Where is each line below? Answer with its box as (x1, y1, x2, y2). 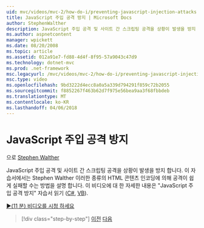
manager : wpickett (6, 37, 53, 43)
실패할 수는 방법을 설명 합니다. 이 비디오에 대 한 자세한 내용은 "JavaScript (12, 182, 187, 189)
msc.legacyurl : (6, 71, 45, 77)
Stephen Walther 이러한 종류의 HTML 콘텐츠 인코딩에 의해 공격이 (32, 174, 188, 182)
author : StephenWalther (6, 20, 67, 26)
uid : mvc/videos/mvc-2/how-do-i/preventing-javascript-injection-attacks (6, 8, 197, 15)
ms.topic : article (6, 49, 53, 55)
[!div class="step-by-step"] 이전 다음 (21, 215, 112, 223)
